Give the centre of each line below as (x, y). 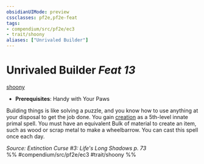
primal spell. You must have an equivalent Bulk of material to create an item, (101, 123)
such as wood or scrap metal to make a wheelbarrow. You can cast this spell (102, 130)
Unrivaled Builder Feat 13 (71, 70)
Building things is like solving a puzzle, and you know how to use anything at (102, 111)
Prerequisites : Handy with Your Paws (62, 98)
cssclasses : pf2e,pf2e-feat (42, 18)
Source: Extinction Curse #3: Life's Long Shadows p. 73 (76, 148)
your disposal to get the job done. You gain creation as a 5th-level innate (97, 117)
